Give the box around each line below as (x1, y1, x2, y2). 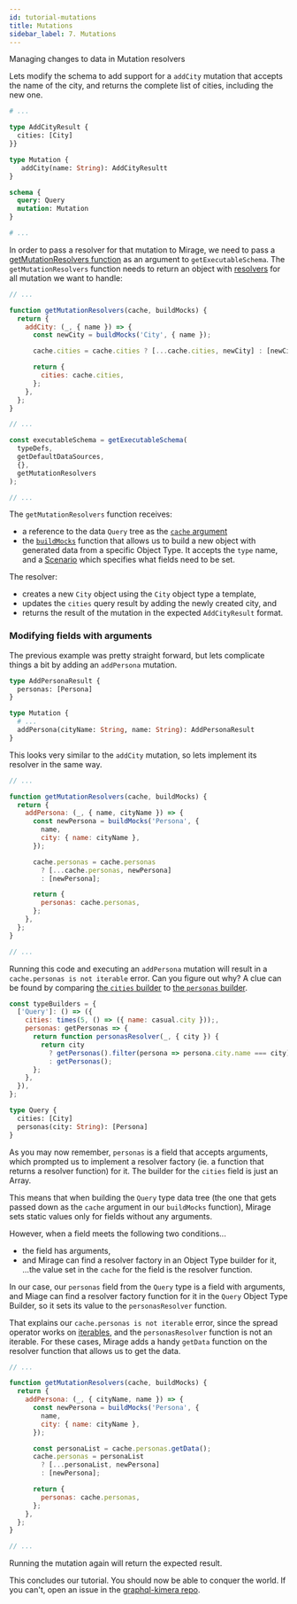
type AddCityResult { (9, 123, 89, 132)
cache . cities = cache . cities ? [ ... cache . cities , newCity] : (32, 346, 263, 355)
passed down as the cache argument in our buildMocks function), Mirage (9, 1202, 271, 1212)
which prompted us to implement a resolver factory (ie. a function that (9, 1156, 264, 1166)
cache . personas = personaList (32, 1452, 144, 1461)
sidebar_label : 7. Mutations (9, 29, 117, 38)
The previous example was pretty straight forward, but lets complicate (9, 650, 265, 660)
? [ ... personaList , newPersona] (41, 1460, 161, 1469)
